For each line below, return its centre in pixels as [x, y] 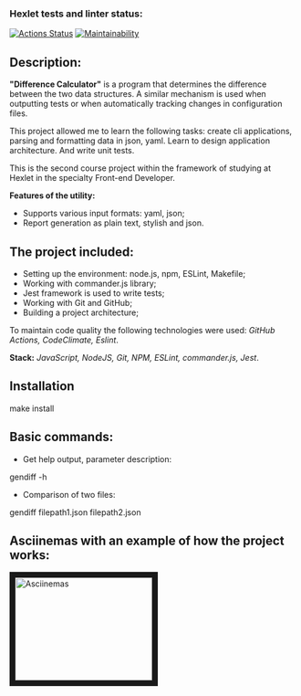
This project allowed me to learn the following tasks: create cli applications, [151, 132]
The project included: [72, 252]
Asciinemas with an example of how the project [147, 540]
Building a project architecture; [81, 312]
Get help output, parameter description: [97, 459]
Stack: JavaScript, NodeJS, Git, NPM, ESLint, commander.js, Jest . [135, 357]
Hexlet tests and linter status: [76, 14]
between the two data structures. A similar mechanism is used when [138, 94]
